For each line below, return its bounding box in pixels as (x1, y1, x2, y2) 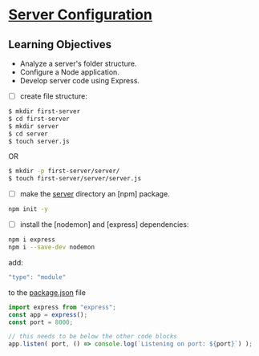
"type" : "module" (8, 273, 67, 281)
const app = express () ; (8, 310, 88, 318)
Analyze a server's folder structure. (19, 59, 138, 68)
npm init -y (8, 205, 48, 213)
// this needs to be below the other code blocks (8, 333, 178, 341)
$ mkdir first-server (8, 107, 81, 115)
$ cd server (8, 130, 48, 138)
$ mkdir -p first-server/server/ (8, 167, 120, 176)
